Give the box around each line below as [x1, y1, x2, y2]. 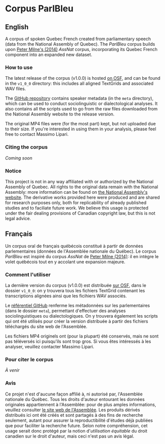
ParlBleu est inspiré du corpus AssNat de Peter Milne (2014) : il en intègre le [5, 253, 159, 259]
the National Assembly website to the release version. [5, 111, 115, 117]
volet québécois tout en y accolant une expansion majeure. [5, 259, 125, 265]
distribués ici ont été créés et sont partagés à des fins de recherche [5, 412, 143, 418]
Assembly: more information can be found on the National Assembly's [5, 189, 148, 195]
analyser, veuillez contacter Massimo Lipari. [5, 344, 95, 349]
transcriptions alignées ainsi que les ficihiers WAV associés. [5, 293, 127, 299]
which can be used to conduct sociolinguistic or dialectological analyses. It [5, 101, 158, 107]
